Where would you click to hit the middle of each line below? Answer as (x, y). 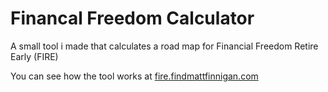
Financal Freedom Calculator (132, 18)
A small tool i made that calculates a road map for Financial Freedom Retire (164, 46)
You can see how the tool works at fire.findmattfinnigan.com (134, 76)
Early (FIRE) (34, 56)
